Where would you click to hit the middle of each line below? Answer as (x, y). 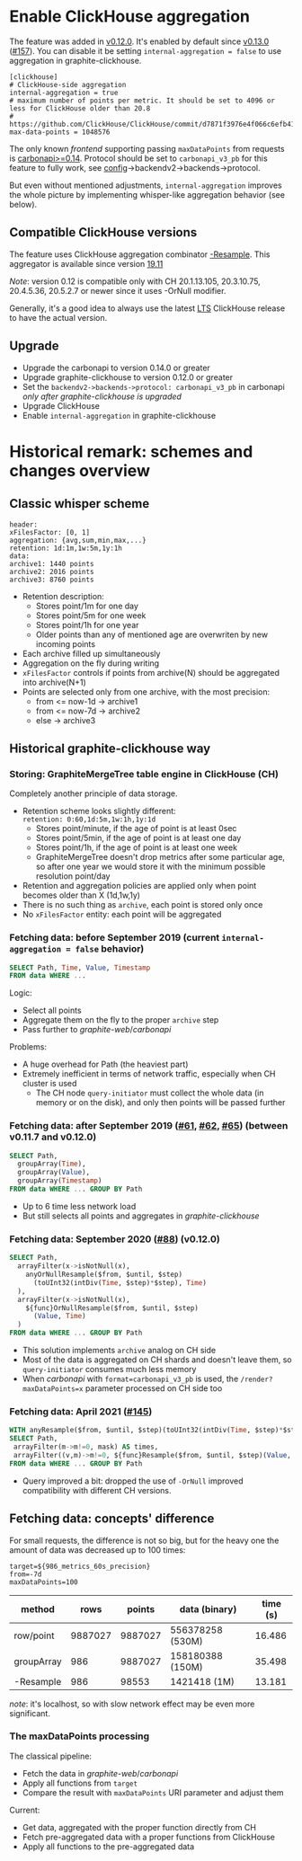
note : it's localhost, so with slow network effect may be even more (132, 1704)
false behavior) (110, 949)
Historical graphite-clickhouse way (110, 748)
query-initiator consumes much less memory (109, 1369)
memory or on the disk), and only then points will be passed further (160, 1103)
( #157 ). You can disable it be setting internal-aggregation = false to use (145, 50)
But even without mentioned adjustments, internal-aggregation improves (146, 185)
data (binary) (208, 1608)
